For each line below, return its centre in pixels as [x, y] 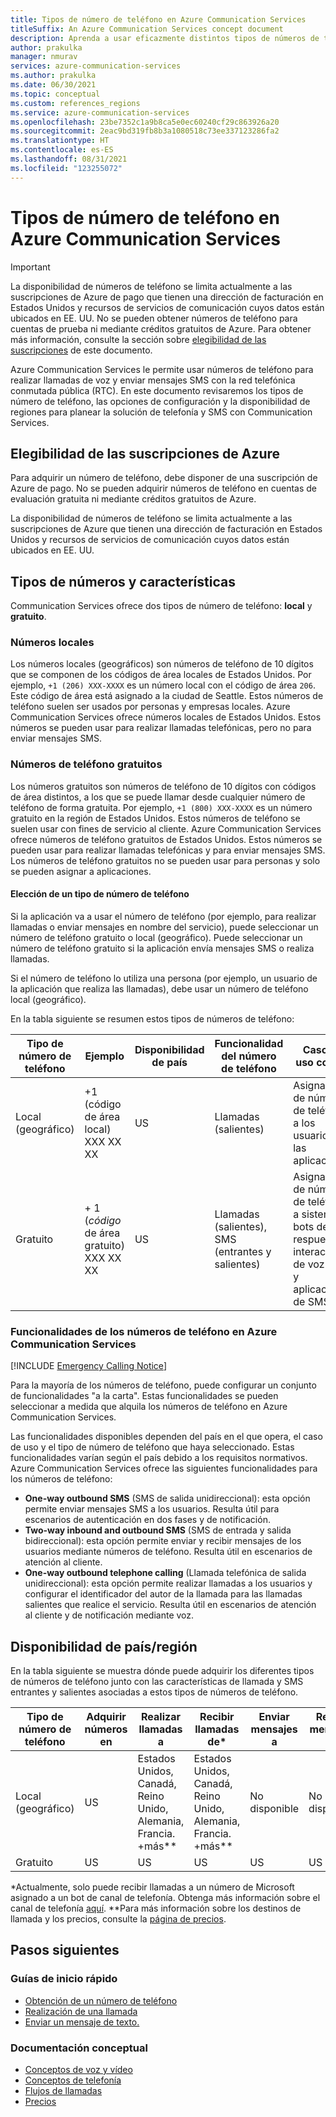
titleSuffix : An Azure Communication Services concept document [147, 29]
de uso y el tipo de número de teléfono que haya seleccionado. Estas [152, 1447]
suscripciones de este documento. [81, 350]
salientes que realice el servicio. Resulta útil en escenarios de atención [170, 1605]
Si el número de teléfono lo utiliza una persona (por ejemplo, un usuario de [164, 978]
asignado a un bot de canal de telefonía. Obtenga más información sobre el [165, 1898]
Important [30, 267]
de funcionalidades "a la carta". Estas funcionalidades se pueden [144, 1396]
